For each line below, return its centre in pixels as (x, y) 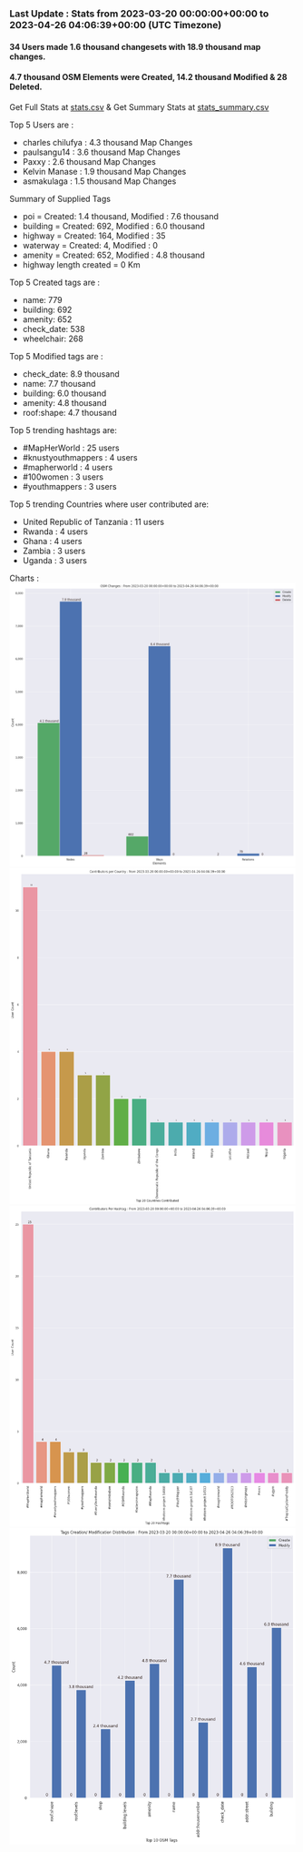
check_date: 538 (54, 329)
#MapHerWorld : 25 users (71, 448)
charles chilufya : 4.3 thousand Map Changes (108, 142)
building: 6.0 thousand (64, 393)
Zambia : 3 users (54, 551)
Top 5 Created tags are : (55, 282)
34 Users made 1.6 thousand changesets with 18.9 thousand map (135, 46)
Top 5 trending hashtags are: (64, 430)
